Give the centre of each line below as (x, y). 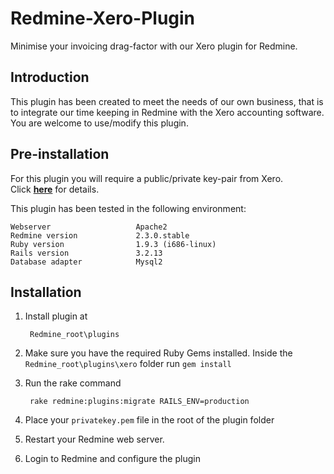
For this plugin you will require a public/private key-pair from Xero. (147, 178)
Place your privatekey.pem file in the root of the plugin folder (149, 420)
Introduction (50, 77)
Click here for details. (55, 189)
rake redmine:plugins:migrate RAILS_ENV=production (139, 402)
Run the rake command (73, 383)
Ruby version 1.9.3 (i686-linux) (113, 244)
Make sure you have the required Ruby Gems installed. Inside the (158, 353)
